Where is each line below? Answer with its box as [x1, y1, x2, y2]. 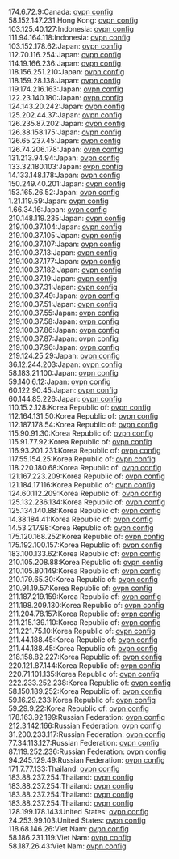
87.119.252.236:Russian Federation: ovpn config [8, 746, 167, 756]
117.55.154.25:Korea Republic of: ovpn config [8, 454, 156, 464]
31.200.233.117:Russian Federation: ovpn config [8, 729, 166, 739]
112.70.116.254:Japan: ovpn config [8, 50, 122, 59]
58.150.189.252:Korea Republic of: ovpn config [8, 687, 163, 695]
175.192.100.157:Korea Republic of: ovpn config [8, 540, 163, 550]
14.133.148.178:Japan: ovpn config [8, 170, 121, 180]
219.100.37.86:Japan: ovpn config [8, 325, 119, 334]
